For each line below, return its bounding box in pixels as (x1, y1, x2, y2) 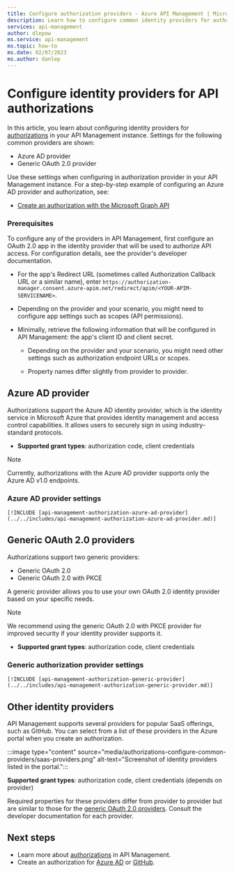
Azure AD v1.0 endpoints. (7, 476, 80, 485)
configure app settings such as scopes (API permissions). (17, 312, 183, 320)
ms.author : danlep (7, 56, 61, 63)
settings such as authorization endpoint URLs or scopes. (27, 354, 190, 362)
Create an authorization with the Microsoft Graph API (17, 201, 169, 209)
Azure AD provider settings (7, 493, 102, 503)
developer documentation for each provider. (7, 812, 134, 820)
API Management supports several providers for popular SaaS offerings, (7, 720, 214, 728)
